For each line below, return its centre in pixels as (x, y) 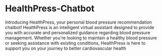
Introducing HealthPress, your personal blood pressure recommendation (79, 22)
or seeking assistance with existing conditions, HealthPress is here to (75, 43)
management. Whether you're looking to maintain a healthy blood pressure (81, 38)
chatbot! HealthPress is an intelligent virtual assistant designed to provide (80, 27)
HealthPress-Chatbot (50, 9)
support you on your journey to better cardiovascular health (66, 48)
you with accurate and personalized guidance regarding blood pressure (78, 32)
